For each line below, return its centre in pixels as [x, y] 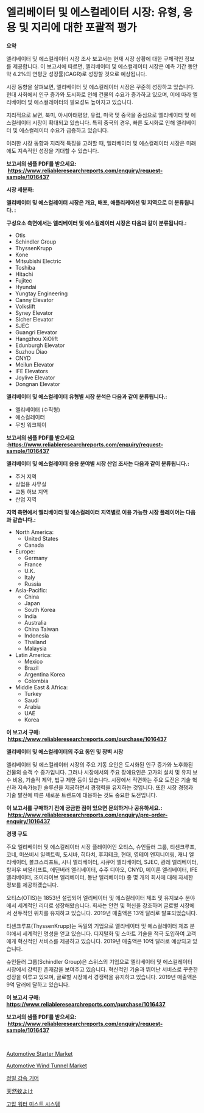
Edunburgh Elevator [40, 345]
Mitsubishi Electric [38, 261]
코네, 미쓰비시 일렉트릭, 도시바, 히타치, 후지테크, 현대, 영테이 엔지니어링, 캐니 [97, 854]
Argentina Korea [44, 674]
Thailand [35, 642]
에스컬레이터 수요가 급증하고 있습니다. [64, 130]
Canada [34, 545]
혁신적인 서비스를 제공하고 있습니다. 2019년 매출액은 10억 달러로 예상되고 [104, 941]
